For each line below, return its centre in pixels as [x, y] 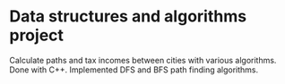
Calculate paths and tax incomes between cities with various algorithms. [143, 60]
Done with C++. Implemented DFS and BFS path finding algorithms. [134, 70]
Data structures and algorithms [128, 17]
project [37, 35]
